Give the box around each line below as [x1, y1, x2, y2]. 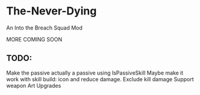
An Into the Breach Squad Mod [6, 24, 83, 31]
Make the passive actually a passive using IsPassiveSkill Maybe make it [6, 69, 184, 76]
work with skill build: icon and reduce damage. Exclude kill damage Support [6, 75, 194, 82]
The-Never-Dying [6, 4, 97, 18]
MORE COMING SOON [6, 35, 62, 43]
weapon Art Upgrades [6, 82, 61, 89]
